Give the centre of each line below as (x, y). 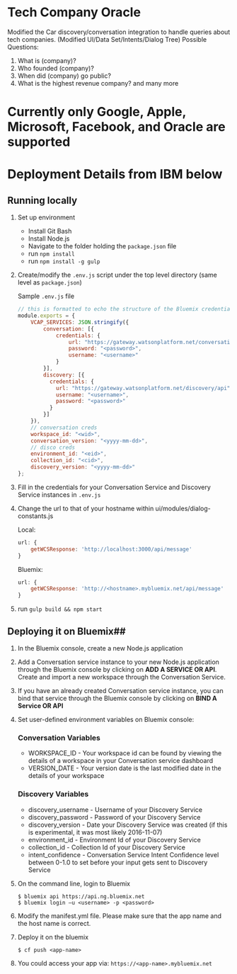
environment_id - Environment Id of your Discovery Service (115, 840)
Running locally (42, 200)
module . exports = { (46, 316)
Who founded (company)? (56, 68)
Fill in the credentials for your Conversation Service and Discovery (114, 487)
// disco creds (53, 447)
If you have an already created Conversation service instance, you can (121, 690)
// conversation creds (64, 428)
